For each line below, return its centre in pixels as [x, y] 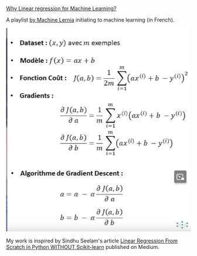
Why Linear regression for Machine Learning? [61, 9]
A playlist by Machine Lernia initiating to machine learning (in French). [90, 20]
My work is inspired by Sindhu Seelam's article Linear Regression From [92, 241]
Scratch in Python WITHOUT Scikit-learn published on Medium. [83, 247]
